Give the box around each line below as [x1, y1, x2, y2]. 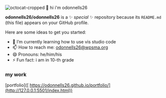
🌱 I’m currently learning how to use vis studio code [12, 39, 116, 44]
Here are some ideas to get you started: [5, 30, 87, 35]
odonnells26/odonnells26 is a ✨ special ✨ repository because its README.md [5, 14, 162, 20]
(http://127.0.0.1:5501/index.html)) [5, 88, 73, 94]
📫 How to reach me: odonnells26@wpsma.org [12, 44, 108, 50]
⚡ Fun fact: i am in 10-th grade [12, 57, 74, 63]
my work [5, 71, 27, 78]
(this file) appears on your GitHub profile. [5, 20, 89, 26]
